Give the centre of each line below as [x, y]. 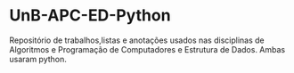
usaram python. [38, 59]
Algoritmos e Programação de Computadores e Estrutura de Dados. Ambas [147, 49]
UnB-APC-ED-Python [90, 16]
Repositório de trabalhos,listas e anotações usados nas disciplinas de [137, 40]
